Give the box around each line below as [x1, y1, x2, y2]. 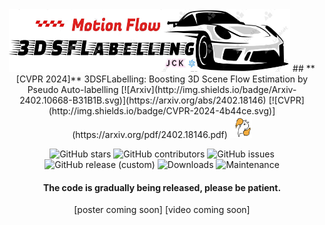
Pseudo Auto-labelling [27, 84, 119, 95]
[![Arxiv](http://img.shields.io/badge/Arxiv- [120, 84, 297, 95]
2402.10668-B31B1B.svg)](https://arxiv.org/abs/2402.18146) [19, 94, 267, 106]
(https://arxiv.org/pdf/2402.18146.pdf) [72, 129, 228, 140]
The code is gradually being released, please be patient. [42, 181, 282, 193]
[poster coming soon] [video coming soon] [73, 204, 251, 216]
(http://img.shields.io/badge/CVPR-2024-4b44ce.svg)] [48, 105, 276, 117]
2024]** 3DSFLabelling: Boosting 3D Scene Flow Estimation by [45, 73, 309, 85]
